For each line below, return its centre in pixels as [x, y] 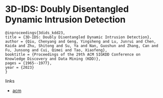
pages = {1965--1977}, [28, 63]
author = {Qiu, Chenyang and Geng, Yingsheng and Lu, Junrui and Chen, [81, 41]
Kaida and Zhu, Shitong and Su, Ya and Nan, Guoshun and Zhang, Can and [82, 46]
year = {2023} [20, 67]
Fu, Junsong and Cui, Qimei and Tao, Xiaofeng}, [56, 50]
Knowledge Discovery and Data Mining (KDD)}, [53, 59]
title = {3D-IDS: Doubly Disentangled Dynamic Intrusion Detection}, [79, 37]
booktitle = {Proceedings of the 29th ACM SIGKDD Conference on [73, 54]
